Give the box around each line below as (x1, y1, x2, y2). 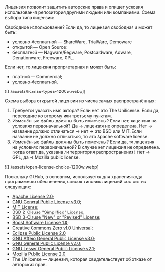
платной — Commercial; (12, 74, 63, 79)
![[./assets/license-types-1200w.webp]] (5, 89, 86, 94)
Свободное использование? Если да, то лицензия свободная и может (5, 24, 153, 30)
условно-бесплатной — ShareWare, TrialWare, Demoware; (12, 39, 133, 45)
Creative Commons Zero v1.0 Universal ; (12, 225, 93, 231)
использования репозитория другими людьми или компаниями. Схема (5, 9, 156, 15)
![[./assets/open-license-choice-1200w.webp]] (5, 164, 100, 170)
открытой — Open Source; (12, 44, 67, 50)
